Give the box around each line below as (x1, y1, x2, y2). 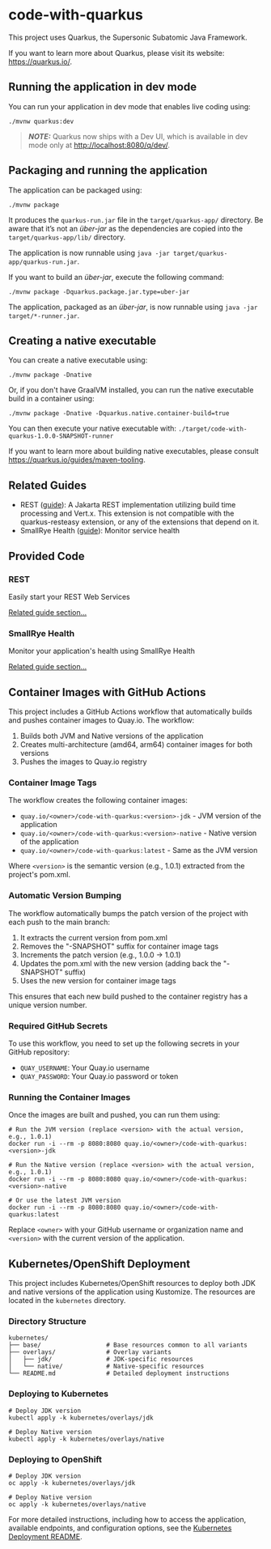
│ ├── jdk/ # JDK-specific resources (8, 1356, 194, 1364)
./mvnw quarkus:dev (8, 117, 74, 125)
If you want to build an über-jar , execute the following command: (8, 272, 225, 282)
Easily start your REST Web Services (8, 592, 131, 601)
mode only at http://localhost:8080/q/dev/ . (28, 140, 171, 150)
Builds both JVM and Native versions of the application (19, 731, 204, 741)
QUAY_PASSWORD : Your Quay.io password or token (19, 1071, 179, 1081)
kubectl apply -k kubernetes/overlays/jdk (8, 1414, 154, 1422)
